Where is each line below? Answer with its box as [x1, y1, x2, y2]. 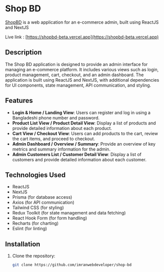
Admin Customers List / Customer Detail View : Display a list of [12, 151, 142, 157]
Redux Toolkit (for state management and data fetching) [12, 210, 126, 216]
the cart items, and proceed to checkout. [12, 136, 95, 142]
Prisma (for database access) [12, 194, 72, 200]
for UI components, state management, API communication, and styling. [5, 82, 151, 88]
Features [5, 96, 33, 105]
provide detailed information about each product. [12, 125, 112, 131]
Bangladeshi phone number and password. [12, 115, 100, 121]
